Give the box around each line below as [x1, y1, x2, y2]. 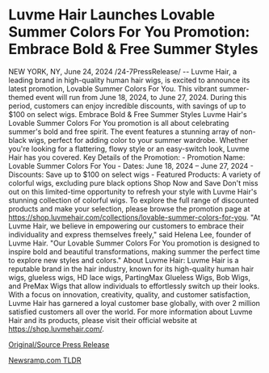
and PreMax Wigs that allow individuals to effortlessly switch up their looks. [8, 281, 260, 291]
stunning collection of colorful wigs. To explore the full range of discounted [8, 195, 259, 205]
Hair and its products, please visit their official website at [8, 315, 197, 325]
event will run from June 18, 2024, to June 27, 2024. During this [35, 92, 247, 102]
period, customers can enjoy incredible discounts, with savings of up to [8, 101, 246, 111]
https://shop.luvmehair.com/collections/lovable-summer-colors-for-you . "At [8, 212, 261, 222]
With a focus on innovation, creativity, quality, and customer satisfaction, [8, 289, 250, 300]
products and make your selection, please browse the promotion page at [8, 203, 250, 213]
